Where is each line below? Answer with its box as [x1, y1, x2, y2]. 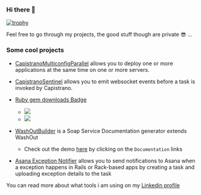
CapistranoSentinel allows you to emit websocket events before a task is [14, 78, 196, 85]
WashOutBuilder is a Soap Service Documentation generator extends [14, 127, 187, 135]
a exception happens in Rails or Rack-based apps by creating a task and [14, 163, 195, 171]
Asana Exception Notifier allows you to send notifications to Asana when [14, 157, 196, 164]
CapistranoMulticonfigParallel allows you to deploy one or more [14, 60, 173, 67]
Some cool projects [6, 46, 65, 54]
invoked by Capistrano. [14, 84, 73, 91]
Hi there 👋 [6, 5, 36, 14]
